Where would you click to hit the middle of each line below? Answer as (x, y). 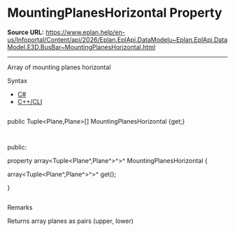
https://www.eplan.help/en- (85, 32)
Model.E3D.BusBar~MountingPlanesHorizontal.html (81, 47)
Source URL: (26, 32)
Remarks (20, 207)
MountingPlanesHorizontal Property (115, 13)
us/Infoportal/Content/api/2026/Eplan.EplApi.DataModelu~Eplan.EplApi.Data (117, 39)
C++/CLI (30, 101)
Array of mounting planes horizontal (59, 67)
